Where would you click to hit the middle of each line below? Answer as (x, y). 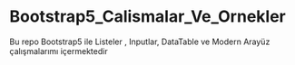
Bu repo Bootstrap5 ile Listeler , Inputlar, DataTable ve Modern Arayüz (140, 42)
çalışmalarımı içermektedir (59, 51)
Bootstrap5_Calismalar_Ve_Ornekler (147, 17)
